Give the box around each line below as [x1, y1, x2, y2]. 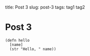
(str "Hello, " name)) [9, 47, 56, 52]
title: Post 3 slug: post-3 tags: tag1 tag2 [5, 4, 85, 10]
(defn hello [5, 38, 30, 43]
